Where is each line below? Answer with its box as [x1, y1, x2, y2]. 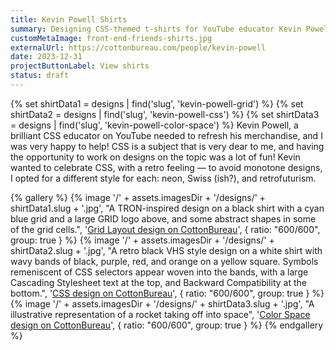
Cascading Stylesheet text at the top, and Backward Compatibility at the [10, 276, 307, 288]
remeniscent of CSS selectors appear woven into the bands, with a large [10, 266, 309, 278]
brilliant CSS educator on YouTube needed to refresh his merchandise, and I [10, 129, 323, 141]
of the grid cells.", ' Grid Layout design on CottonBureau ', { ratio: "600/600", [10, 223, 321, 235]
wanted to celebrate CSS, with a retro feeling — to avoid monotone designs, [10, 161, 323, 173]
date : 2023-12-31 [10, 52, 83, 62]
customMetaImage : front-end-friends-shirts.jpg [10, 33, 213, 43]
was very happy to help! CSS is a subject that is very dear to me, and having [10, 140, 325, 152]
